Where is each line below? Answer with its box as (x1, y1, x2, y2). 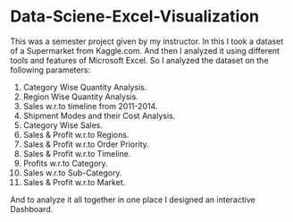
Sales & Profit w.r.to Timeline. (22, 148, 131, 158)
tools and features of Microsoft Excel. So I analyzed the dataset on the (10, 55, 269, 65)
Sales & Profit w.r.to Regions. (22, 129, 130, 140)
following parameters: (10, 64, 91, 75)
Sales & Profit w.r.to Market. (22, 176, 126, 187)
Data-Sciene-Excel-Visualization (10, 6, 260, 27)
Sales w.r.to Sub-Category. (22, 167, 122, 178)
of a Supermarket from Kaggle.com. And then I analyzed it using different (10, 45, 280, 55)
